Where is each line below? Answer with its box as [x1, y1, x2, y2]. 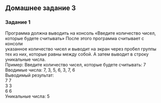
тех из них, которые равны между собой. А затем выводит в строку [5, 51, 149, 57]
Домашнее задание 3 [5, 4, 76, 12]
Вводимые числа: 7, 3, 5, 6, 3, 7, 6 [5, 67, 75, 73]
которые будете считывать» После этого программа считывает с [5, 35, 145, 41]
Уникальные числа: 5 [5, 93, 50, 99]
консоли [5, 41, 23, 47]
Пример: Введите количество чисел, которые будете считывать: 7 [5, 61, 146, 67]
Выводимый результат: [5, 72, 54, 78]
